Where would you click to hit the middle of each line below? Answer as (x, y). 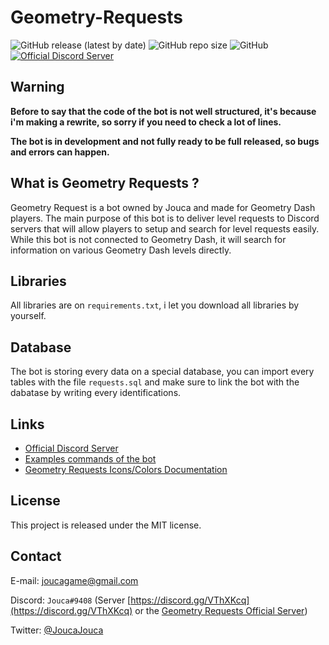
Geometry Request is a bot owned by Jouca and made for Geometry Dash (163, 207)
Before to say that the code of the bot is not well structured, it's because (163, 111)
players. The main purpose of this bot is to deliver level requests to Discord (165, 218)
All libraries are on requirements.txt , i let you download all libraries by (155, 305)
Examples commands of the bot (90, 459)
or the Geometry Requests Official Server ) (221, 610)
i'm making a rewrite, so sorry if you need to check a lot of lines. (146, 122)
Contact (36, 556)
